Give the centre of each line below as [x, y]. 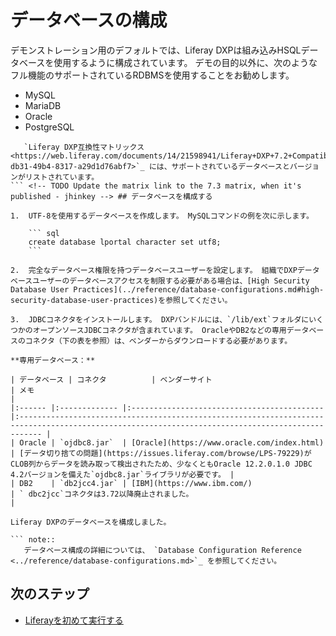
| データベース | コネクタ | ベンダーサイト [111, 379]
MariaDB [43, 105]
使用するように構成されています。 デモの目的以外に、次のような [185, 62]
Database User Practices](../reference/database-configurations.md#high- [167, 289]
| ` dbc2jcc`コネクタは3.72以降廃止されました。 [102, 494]
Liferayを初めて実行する [74, 620]
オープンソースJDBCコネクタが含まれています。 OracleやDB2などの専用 [159, 330]
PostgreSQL [49, 127]
